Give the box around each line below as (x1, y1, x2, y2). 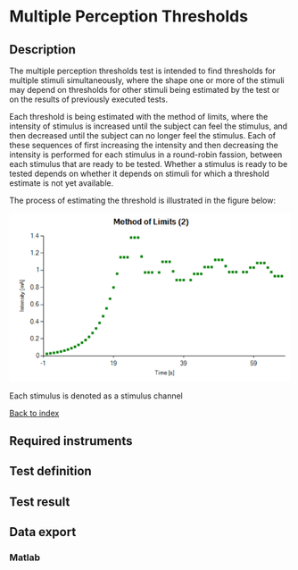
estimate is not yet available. (9, 178, 114, 189)
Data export (9, 524, 77, 540)
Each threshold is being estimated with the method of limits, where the (9, 112, 269, 122)
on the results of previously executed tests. (9, 94, 168, 105)
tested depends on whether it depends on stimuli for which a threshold (9, 168, 269, 179)
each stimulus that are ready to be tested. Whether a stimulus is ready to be (9, 159, 288, 169)
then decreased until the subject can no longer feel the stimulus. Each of (9, 130, 277, 140)
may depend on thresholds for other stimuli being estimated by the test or (9, 85, 280, 95)
